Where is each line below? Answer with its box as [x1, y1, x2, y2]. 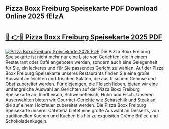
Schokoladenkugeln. [5, 118, 48, 124]
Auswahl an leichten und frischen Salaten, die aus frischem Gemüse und [5, 76, 156, 81]
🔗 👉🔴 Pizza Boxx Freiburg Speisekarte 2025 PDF [5, 33, 162, 41]
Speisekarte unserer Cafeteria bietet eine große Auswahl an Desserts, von [5, 108, 159, 113]
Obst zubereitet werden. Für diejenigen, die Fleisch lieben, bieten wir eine [5, 81, 158, 87]
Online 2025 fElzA [5, 12, 64, 21]
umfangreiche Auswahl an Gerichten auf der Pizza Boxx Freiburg [5, 86, 140, 92]
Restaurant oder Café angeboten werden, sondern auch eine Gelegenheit [5, 59, 158, 65]
